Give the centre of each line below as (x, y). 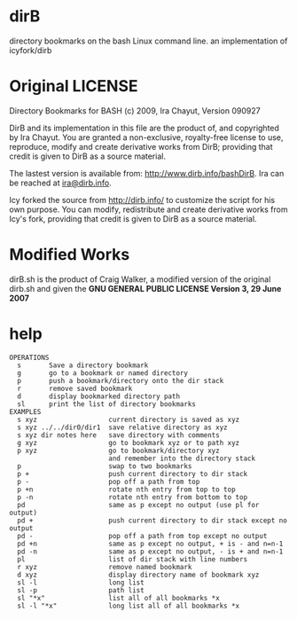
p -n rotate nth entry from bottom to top (133, 497)
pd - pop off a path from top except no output (142, 536)
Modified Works (70, 255)
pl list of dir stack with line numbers (133, 559)
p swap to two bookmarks (105, 466)
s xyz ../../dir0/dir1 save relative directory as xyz (122, 427)
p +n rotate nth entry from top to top (127, 490)
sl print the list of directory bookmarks (107, 404)
